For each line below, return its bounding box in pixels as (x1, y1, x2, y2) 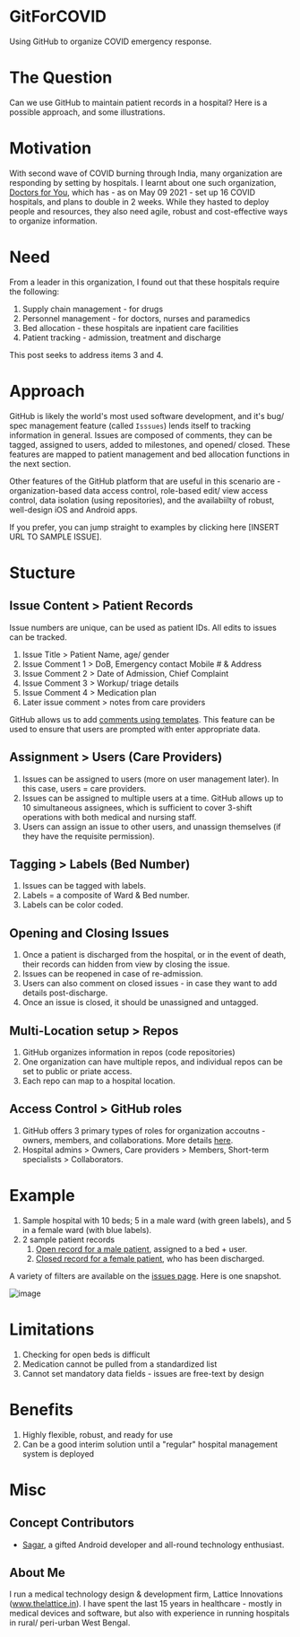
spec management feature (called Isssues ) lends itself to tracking (9, 420, 251, 431)
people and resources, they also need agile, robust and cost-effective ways (9, 206, 288, 216)
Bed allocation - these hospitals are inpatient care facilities (21, 322, 239, 333)
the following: (9, 285, 60, 297)
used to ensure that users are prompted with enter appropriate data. (9, 723, 261, 734)
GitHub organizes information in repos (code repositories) (21, 1046, 236, 1057)
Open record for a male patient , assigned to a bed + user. (35, 1243, 248, 1254)
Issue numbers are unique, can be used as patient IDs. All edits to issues (9, 622, 278, 633)
